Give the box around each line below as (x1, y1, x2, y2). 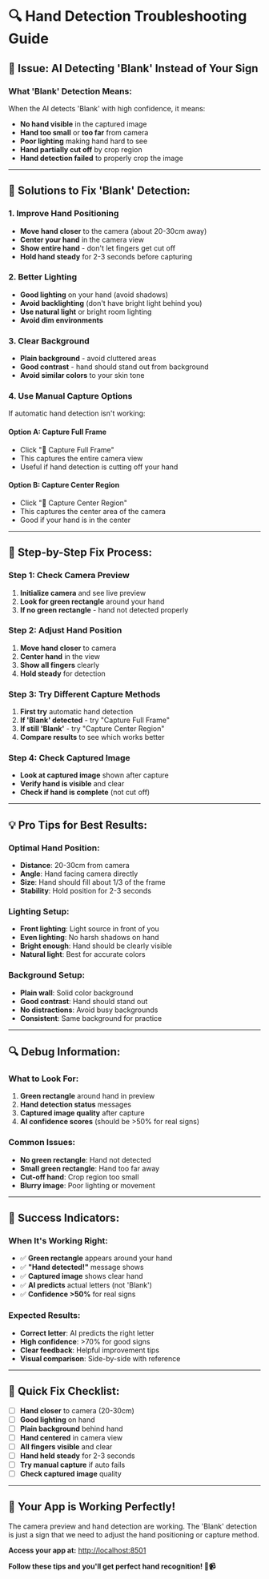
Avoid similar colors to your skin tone (19, 371, 145, 380)
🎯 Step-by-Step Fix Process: (8, 546, 153, 560)
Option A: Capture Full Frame (8, 427, 106, 437)
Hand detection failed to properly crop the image (19, 153, 184, 163)
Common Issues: (8, 1137, 76, 1148)
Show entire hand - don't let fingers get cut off (19, 243, 176, 253)
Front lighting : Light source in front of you (19, 924, 160, 934)
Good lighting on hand (19, 1415, 95, 1424)
